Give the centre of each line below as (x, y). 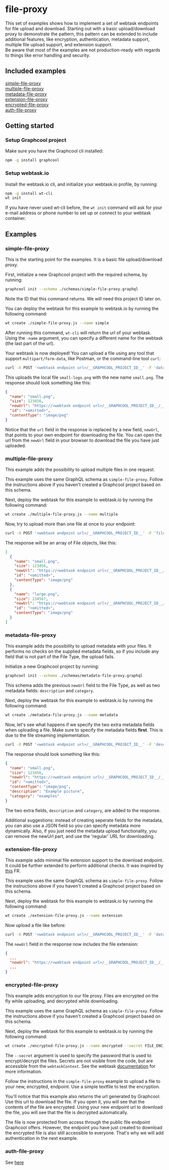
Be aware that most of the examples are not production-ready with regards (83, 50)
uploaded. (16, 445)
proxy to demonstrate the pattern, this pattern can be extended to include (81, 34)
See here (15, 1162)
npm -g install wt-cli (29, 193)
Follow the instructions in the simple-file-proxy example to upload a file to (83, 1081)
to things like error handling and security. (48, 55)
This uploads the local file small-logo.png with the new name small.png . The (84, 377)
